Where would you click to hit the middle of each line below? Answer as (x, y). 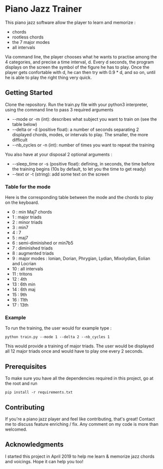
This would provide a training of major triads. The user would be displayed (80, 346)
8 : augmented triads (33, 253)
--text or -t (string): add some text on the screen (61, 174)
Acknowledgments (35, 444)
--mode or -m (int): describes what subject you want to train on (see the (84, 119)
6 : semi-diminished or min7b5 (43, 243)
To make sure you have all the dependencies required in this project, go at (79, 379)
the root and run (21, 383)
